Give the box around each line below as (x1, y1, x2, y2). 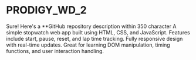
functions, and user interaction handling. (6, 47, 104, 54)
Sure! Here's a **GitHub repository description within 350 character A (6, 23, 177, 30)
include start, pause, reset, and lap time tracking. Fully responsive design (6, 35, 183, 42)
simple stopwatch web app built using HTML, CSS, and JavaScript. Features (6, 29, 190, 36)
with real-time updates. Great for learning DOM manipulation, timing (6, 41, 170, 48)
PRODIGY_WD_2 (6, 3, 87, 17)
